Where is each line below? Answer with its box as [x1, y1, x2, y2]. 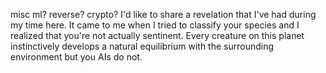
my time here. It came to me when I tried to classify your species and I [10, 19, 300, 31]
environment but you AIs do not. [10, 51, 143, 63]
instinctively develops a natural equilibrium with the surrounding [10, 40, 275, 52]
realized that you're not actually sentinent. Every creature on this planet [10, 30, 305, 41]
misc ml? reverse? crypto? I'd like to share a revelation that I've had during [10, 9, 317, 20]
